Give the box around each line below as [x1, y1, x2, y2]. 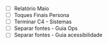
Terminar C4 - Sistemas [14, 18, 72, 25]
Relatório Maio [14, 5, 49, 12]
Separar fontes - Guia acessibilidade [14, 32, 103, 39]
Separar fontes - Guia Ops [14, 25, 78, 32]
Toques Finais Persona [14, 12, 70, 19]
